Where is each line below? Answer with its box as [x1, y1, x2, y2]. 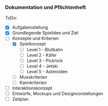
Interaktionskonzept [12, 85, 53, 91]
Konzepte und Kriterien [12, 36, 59, 42]
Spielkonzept [19, 41, 46, 47]
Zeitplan [12, 96, 29, 102]
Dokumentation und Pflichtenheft [5, 4, 86, 11]
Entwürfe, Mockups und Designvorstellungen [12, 91, 104, 97]
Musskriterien [19, 74, 47, 80]
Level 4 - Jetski [26, 63, 58, 69]
